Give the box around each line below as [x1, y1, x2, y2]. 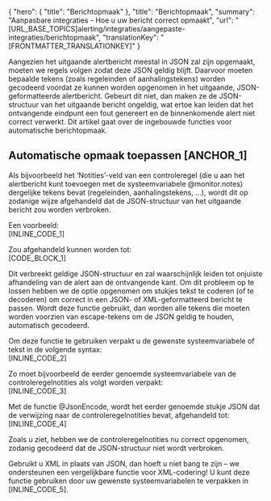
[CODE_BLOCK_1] [8, 253, 67, 263]
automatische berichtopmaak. [8, 125, 107, 135]
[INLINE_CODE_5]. [8, 484, 69, 494]
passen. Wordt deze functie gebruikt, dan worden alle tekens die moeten [8, 303, 250, 313]
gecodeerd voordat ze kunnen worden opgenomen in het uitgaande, [8, 82, 236, 92]
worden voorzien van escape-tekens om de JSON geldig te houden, [8, 311, 235, 322]
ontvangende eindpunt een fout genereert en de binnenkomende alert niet [8, 108, 256, 118]
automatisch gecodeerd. [8, 320, 90, 330]
